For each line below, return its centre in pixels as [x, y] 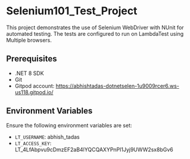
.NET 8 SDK [29, 73]
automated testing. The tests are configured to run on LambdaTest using [95, 33]
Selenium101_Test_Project [72, 11]
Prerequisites [32, 59]
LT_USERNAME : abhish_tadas [47, 137]
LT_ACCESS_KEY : [33, 143]
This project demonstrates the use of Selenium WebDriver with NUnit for [95, 27]
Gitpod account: [35, 86]
